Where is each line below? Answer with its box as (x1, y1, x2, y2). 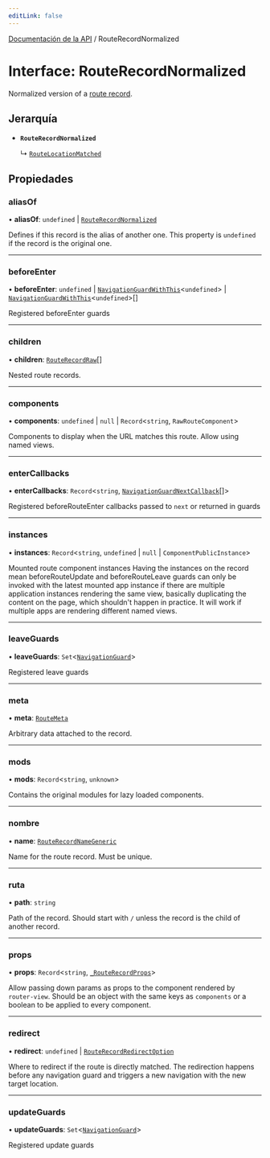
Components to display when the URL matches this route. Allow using (8, 431, 239, 441)
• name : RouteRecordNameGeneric (8, 836, 117, 845)
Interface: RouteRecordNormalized (8, 62, 247, 80)
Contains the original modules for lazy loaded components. (8, 790, 204, 800)
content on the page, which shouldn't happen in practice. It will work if (8, 597, 242, 607)
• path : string (8, 897, 56, 907)
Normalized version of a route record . (8, 88, 133, 98)
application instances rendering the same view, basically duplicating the (8, 589, 247, 598)
